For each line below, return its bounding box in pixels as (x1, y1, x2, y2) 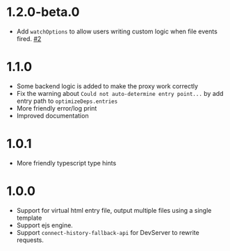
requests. (16, 236, 44, 244)
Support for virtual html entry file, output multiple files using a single (16, 206, 212, 214)
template (16, 213, 42, 222)
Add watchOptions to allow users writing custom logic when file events (16, 27, 218, 35)
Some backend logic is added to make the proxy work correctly (16, 81, 199, 90)
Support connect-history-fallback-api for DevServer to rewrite (16, 228, 199, 236)
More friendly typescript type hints (16, 159, 117, 167)
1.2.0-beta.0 (6, 4, 80, 20)
